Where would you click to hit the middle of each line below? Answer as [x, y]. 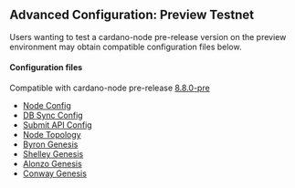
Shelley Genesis [53, 154]
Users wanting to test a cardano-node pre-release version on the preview [148, 37]
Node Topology [52, 135]
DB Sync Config [53, 115]
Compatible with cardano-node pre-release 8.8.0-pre [110, 88]
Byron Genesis [50, 144]
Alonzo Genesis [52, 164]
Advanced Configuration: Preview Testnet [132, 15]
